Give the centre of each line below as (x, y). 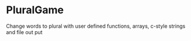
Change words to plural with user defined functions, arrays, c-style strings (96, 26)
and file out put (24, 32)
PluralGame (35, 10)
